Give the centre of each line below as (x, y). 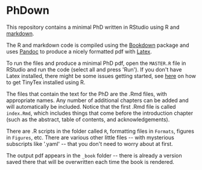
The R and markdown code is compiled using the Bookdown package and (98, 45)
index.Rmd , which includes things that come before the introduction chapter (100, 113)
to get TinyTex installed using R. (46, 82)
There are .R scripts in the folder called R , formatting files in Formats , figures (100, 131)
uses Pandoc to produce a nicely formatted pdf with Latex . (79, 51)
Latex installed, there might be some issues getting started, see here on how (101, 76)
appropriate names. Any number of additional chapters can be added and (97, 100)
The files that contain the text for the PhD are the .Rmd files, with (87, 94)
